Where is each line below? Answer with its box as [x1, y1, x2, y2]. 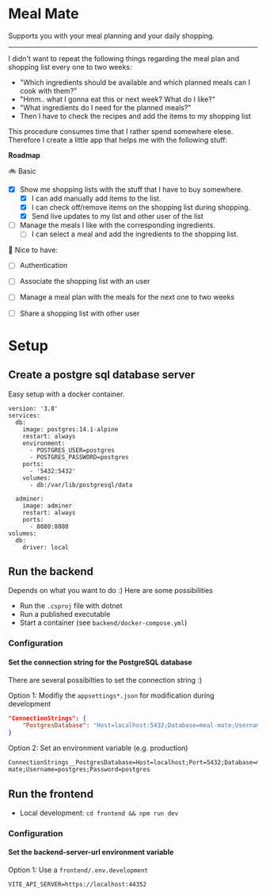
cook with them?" [19, 86, 78, 95]
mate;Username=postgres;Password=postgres [8, 766, 150, 774]
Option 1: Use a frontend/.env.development [8, 865, 149, 875]
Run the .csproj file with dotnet [19, 601, 123, 611]
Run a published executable [19, 610, 111, 619]
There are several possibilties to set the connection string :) [8, 675, 203, 684]
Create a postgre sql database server [8, 368, 196, 381]
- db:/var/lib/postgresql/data [28, 481, 133, 488]
